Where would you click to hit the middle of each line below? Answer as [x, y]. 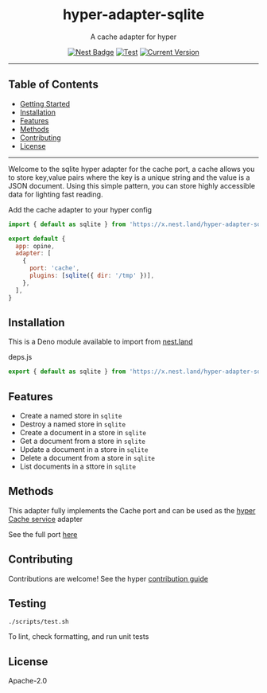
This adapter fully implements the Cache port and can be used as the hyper [132, 510]
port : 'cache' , [54, 268]
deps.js [20, 357]
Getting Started [44, 103]
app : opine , [35, 246]
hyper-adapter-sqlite [133, 15]
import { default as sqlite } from [67, 224]
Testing [27, 603]
